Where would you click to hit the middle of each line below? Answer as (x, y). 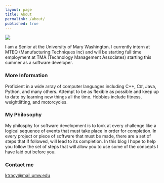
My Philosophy (23, 115)
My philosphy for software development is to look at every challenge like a (81, 125)
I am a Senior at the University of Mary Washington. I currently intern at (78, 47)
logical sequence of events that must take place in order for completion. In (81, 131)
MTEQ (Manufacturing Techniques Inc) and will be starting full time (73, 52)
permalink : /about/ (25, 19)
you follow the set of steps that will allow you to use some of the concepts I (82, 146)
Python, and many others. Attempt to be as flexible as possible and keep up (82, 91)
